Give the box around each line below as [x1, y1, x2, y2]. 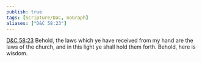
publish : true [6, 9, 43, 15]
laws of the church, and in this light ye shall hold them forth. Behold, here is [6, 43, 196, 50]
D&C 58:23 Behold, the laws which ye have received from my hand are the [6, 37, 193, 44]
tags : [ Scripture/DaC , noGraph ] [6, 15, 88, 21]
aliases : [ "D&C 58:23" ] [6, 20, 67, 26]
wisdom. [6, 50, 28, 57]
